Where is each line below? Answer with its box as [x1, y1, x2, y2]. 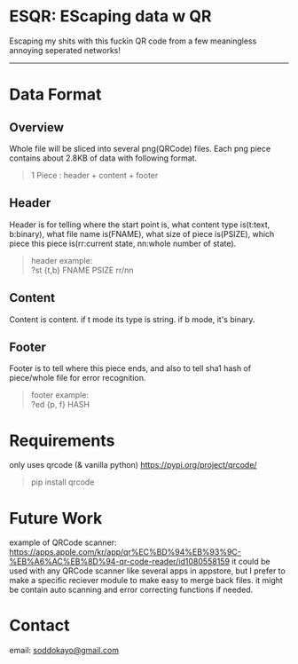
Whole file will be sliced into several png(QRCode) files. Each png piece [9, 143, 271, 154]
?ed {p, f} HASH [30, 399, 90, 410]
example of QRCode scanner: [9, 537, 117, 548]
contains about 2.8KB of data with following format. [9, 153, 198, 163]
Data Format [9, 84, 102, 105]
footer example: [30, 390, 89, 400]
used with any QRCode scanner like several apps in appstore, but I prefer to [9, 565, 286, 576]
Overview [9, 120, 65, 135]
